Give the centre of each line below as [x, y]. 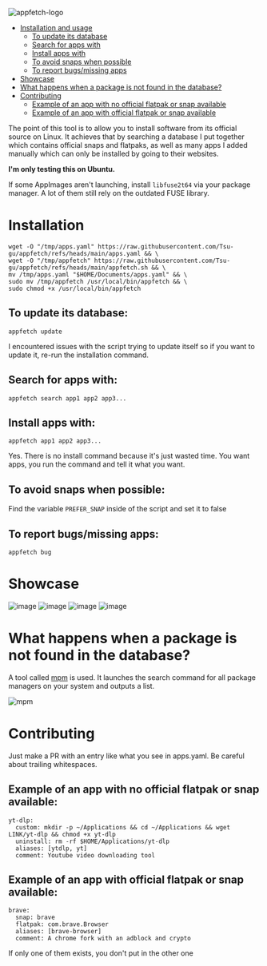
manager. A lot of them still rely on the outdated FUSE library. [109, 193]
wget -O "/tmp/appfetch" [50, 260]
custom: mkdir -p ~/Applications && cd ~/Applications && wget [123, 827]
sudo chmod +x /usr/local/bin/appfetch [75, 288]
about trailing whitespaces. [53, 764]
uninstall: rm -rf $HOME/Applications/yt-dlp [93, 841]
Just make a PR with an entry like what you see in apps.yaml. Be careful [127, 756]
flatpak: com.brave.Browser [62, 924]
